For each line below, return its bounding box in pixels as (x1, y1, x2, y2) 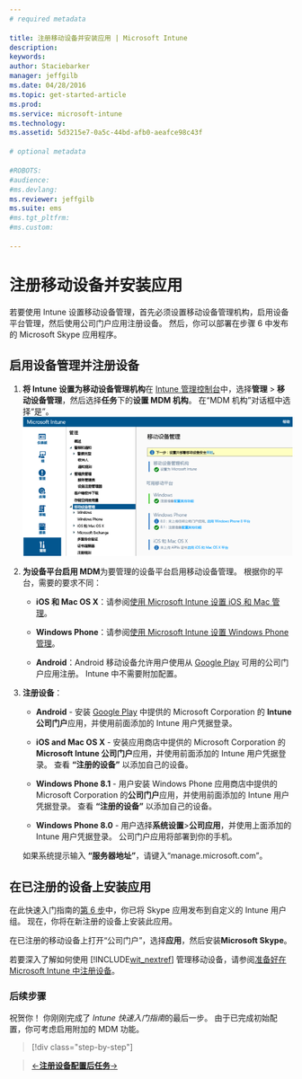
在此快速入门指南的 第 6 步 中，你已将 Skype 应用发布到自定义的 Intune (9, 905, 269, 915)
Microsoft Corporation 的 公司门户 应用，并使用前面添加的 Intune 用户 (35, 790, 290, 800)
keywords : (9, 52, 47, 62)
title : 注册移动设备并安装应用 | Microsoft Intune (9, 33, 188, 42)
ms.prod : (9, 100, 42, 109)
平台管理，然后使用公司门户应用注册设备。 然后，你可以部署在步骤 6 (9, 317, 263, 328)
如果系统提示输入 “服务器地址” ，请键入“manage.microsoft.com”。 (22, 850, 268, 862)
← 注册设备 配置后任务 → (31, 1060, 119, 1071)
